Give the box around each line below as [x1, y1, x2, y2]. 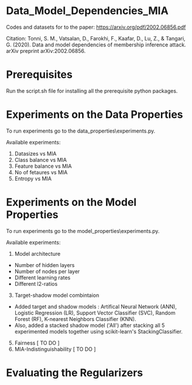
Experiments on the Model [6, 195, 137, 209]
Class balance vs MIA [14, 156, 67, 163]
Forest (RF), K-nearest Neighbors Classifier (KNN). [14, 315, 136, 322]
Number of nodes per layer [14, 268, 80, 275]
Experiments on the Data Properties [6, 108, 183, 121]
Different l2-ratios [14, 280, 58, 287]
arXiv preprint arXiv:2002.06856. [6, 47, 86, 54]
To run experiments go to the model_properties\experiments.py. [6, 227, 160, 234]
